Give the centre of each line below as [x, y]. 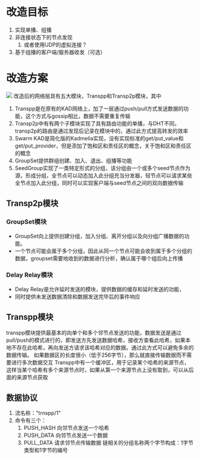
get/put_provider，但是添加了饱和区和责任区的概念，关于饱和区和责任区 [103, 146]
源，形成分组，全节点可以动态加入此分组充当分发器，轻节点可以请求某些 [103, 175]
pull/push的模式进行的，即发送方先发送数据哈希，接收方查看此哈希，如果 [96, 340]
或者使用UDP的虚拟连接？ [55, 45]
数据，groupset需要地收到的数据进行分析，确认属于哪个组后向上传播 [99, 258]
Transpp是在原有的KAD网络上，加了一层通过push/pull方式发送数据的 [99, 108]
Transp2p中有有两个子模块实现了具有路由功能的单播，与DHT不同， [97, 123]
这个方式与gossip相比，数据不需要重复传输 [78, 116]
